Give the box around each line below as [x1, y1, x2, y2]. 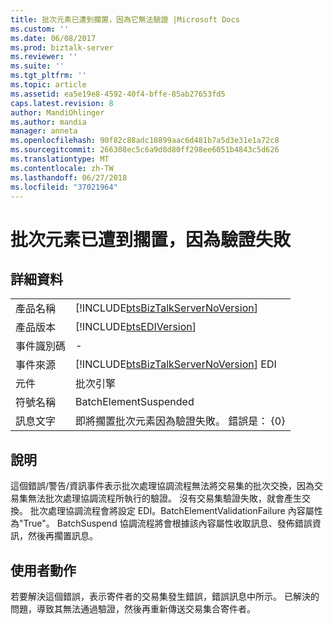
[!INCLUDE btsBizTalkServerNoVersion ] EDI [75, 357, 277, 371]
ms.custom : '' [10, 24, 70, 34]
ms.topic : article [10, 80, 87, 90]
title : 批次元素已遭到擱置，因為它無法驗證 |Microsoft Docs [10, 14, 240, 25]
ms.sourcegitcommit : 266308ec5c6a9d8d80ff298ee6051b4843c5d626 [10, 145, 280, 155]
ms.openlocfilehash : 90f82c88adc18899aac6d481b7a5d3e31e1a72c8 [10, 136, 280, 146]
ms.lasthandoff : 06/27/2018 [10, 172, 128, 183]
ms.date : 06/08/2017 [10, 33, 97, 43]
